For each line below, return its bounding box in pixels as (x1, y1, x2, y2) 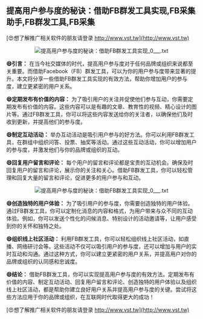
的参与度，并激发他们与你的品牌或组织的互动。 (6, 146, 123, 153)
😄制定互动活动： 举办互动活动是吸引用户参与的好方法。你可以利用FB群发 (6, 130, 189, 138)
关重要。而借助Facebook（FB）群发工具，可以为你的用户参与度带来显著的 (6, 67, 192, 74)
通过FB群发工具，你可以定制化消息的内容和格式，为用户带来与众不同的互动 (6, 207, 193, 214)
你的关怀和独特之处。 (11, 222, 65, 230)
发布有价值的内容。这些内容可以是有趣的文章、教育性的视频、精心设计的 (11, 103, 192, 110)
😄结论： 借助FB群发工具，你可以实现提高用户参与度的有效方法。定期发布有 (6, 271, 195, 278)
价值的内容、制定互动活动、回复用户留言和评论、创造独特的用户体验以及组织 (6, 278, 197, 285)
